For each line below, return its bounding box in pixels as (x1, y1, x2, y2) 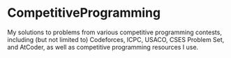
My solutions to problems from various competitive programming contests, (7, 28, 222, 36)
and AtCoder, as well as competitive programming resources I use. (7, 43, 199, 51)
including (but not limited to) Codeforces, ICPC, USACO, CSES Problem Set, (7, 35, 225, 43)
